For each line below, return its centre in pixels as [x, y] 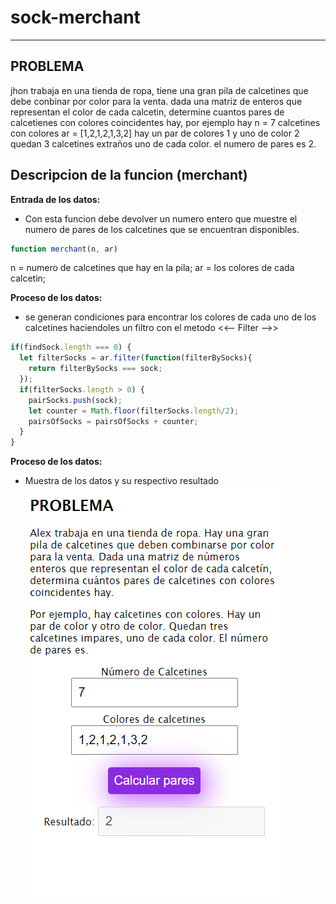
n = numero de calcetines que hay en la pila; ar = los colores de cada [152, 268]
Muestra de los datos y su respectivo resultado [121, 481]
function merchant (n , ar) [64, 249]
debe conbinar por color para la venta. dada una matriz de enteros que [156, 101]
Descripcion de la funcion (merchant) [129, 175]
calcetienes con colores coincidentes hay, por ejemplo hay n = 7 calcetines [165, 122]
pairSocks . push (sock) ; [75, 400]
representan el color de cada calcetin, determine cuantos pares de [147, 112]
